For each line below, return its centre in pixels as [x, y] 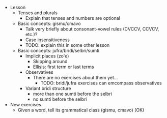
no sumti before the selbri [60, 99]
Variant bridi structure [48, 88]
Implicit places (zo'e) [47, 56]
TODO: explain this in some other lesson [67, 45]
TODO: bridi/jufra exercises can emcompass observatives [101, 83]
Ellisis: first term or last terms [63, 67]
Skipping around [50, 61]
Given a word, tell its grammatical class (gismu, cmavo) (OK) [81, 110]
